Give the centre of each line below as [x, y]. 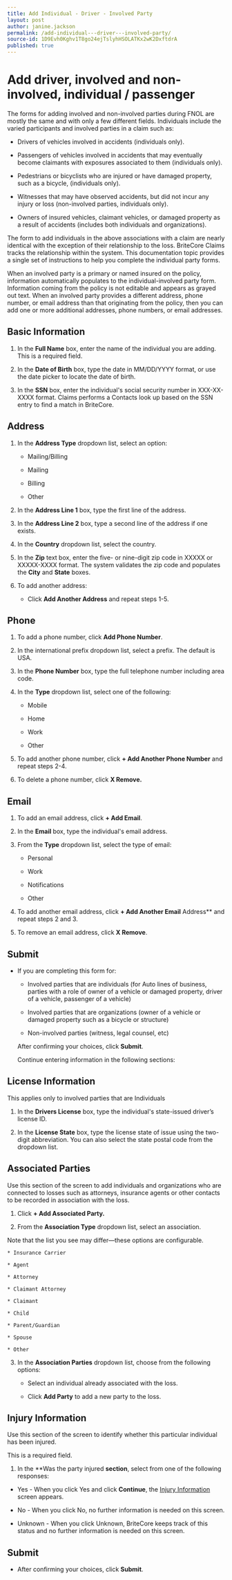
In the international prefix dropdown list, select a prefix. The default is [116, 651]
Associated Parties [49, 1169]
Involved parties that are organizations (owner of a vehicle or [114, 1012]
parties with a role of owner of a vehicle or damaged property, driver [125, 991]
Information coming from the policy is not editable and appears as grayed [112, 288]
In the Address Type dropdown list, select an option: [92, 443]
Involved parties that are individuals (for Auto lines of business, [117, 984]
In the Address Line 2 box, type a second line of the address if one [113, 523]
